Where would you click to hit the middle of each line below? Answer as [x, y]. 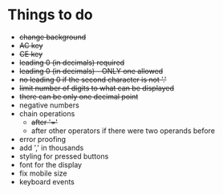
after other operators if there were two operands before [123, 131]
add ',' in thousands [51, 148]
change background [52, 37]
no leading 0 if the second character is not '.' [93, 79]
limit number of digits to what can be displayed [96, 88]
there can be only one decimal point [79, 96]
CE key [31, 54]
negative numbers [49, 105]
